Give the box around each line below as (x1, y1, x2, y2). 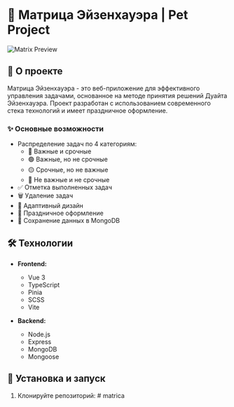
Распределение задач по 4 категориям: (17, 140, 137, 149)
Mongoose (27, 352, 60, 361)
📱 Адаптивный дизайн (17, 202, 84, 210)
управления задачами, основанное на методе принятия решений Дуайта (7, 91, 228, 99)
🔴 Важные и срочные (27, 147, 92, 156)
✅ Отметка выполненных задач (17, 183, 113, 192)
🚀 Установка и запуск (7, 373, 106, 385)
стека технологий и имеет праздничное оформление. (7, 106, 168, 115)
